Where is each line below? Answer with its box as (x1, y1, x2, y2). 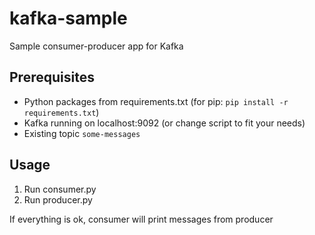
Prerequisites (9, 69, 95, 86)
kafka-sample (9, 7, 128, 30)
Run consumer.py (23, 183, 97, 195)
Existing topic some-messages (23, 127, 141, 139)
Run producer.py (23, 193, 93, 206)
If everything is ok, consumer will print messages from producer (9, 213, 274, 225)
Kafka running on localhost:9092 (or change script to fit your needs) (23, 117, 306, 129)
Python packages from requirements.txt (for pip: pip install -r (23, 95, 289, 107)
